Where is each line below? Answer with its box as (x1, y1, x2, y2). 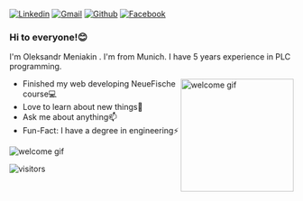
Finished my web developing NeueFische (22, 78, 176, 89)
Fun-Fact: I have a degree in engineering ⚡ (22, 125, 179, 136)
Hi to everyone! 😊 (9, 31, 87, 43)
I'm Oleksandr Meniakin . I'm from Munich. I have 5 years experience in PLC (9, 51, 291, 62)
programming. (9, 61, 62, 72)
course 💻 (22, 88, 57, 99)
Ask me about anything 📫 (22, 112, 117, 123)
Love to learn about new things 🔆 (22, 102, 143, 113)
